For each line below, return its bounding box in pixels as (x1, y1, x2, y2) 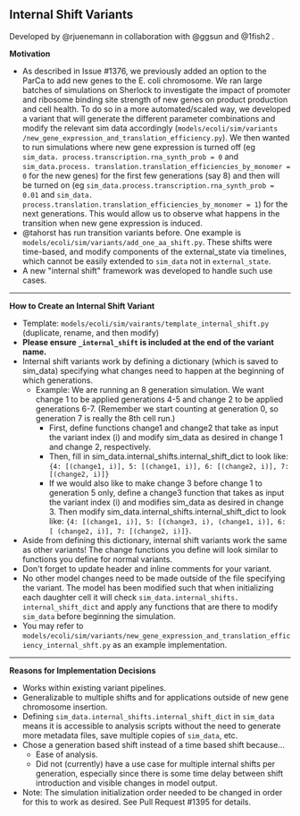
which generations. (21, 375, 94, 386)
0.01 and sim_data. (21, 189, 94, 200)
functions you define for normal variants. (21, 554, 172, 565)
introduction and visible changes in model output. (35, 778, 218, 788)
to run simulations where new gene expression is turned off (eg (21, 141, 256, 152)
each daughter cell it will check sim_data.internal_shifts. (21, 591, 239, 602)
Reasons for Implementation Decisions (9, 665, 156, 676)
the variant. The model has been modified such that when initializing (21, 582, 274, 593)
